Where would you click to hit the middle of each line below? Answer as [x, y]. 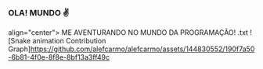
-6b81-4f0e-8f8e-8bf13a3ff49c [59, 57]
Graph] [20, 49]
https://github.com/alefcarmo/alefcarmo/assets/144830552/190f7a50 [142, 49]
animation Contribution [69, 41]
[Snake [20, 41]
